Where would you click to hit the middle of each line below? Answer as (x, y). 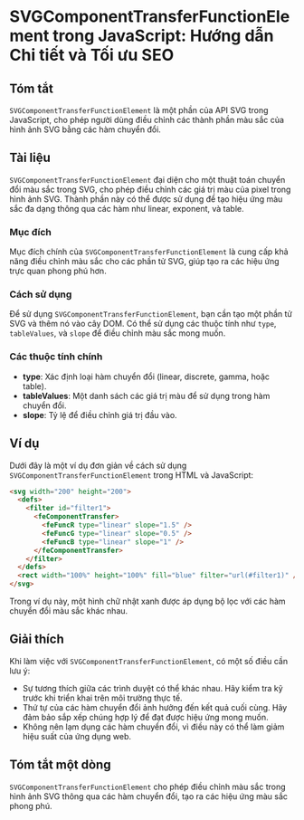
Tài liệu (30, 158)
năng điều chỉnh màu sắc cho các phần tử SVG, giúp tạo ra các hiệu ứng (144, 262)
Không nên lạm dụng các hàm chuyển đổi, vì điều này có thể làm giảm (153, 727)
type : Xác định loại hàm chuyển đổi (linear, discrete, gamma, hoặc (146, 377)
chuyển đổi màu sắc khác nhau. (69, 611)
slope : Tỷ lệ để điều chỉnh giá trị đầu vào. (100, 415)
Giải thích (37, 639)
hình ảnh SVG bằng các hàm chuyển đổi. (85, 129)
